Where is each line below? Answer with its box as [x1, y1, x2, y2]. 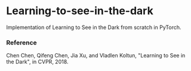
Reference [6, 38, 37, 47]
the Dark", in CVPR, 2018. [6, 58, 69, 66]
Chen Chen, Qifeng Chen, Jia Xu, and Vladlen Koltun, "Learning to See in [6, 52, 186, 59]
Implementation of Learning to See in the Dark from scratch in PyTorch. [6, 24, 181, 31]
